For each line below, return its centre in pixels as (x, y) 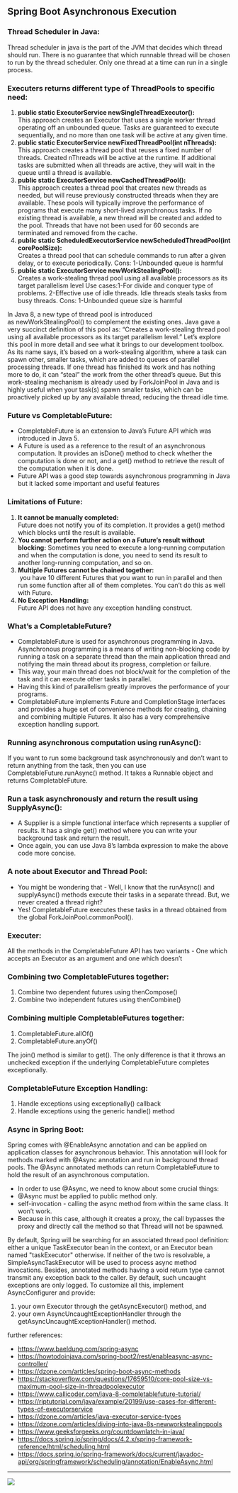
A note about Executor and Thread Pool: (77, 872)
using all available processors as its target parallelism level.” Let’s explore (114, 336)
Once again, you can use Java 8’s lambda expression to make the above (123, 846)
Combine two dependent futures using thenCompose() (98, 992)
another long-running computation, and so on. (85, 562)
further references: (35, 1335)
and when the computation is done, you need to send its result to (112, 555)
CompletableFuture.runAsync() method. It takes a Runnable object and (110, 773)
